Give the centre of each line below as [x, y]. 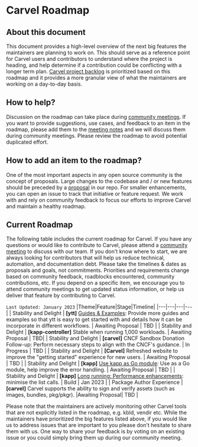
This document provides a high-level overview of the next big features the [96, 46]
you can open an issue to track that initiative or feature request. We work [95, 193]
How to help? [31, 103]
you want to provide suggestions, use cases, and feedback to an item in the [98, 123]
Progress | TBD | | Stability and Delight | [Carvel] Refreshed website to [92, 351]
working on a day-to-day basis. [44, 84]
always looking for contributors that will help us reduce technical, [86, 258]
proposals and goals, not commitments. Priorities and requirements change [98, 270]
